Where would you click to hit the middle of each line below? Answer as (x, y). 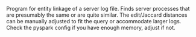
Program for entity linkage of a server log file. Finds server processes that (98, 9)
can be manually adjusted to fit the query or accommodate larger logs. (94, 21)
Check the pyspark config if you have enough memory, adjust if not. (91, 27)
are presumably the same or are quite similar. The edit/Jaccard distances (97, 15)
